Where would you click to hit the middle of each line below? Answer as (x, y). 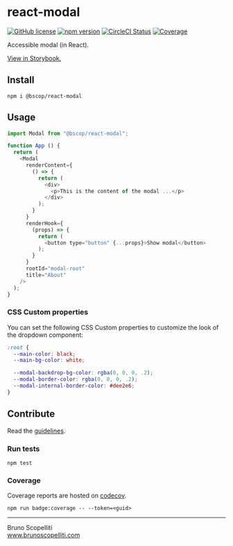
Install (21, 80)
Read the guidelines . (36, 431)
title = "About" (46, 275)
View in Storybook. (34, 58)
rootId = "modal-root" (55, 269)
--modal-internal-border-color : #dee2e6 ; (74, 386)
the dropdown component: (45, 335)
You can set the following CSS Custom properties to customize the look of (113, 327)
